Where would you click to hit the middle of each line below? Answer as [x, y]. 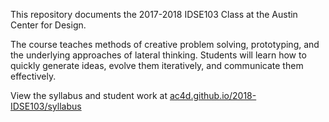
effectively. [33, 76]
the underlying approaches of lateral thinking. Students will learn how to [158, 55]
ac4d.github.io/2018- [213, 95]
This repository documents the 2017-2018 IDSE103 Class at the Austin [154, 14]
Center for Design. [48, 25]
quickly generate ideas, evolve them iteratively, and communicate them [157, 65]
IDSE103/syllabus [46, 106]
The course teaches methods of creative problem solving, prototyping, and [165, 44]
